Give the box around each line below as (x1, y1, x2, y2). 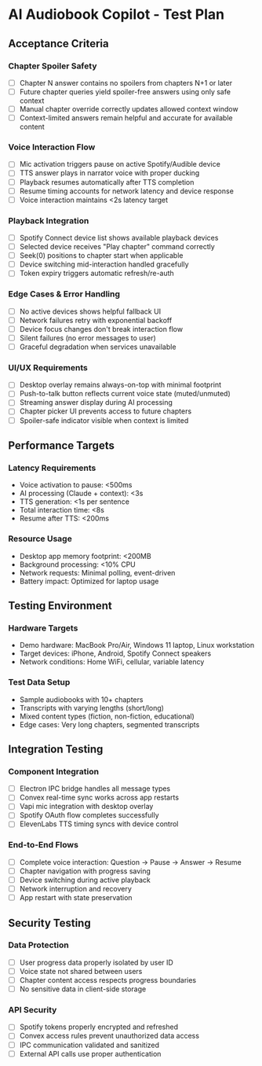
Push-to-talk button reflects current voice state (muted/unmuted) (19, 389, 231, 399)
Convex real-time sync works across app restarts (19, 792, 179, 803)
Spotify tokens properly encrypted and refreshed (19, 1022, 179, 1031)
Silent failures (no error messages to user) (19, 333, 157, 343)
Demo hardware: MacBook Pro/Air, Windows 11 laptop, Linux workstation (19, 641, 255, 650)
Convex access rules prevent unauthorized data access (19, 1031, 200, 1041)
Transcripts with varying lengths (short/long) (19, 703, 165, 712)
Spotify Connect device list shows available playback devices (19, 233, 219, 243)
